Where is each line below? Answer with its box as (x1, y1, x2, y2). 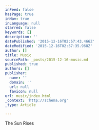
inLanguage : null (5, 21, 40, 26)
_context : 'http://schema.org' (5, 98, 69, 103)
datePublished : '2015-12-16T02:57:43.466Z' (5, 39, 95, 44)
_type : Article (5, 103, 36, 108)
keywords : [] (5, 30, 32, 35)
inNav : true (5, 16, 29, 21)
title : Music (5, 52, 32, 58)
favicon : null (9, 89, 38, 94)
